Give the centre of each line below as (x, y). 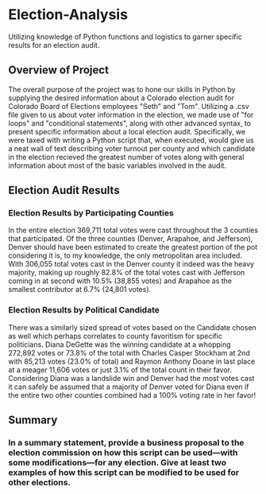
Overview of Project (59, 70)
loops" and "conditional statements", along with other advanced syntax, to (130, 123)
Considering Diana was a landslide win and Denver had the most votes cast (131, 378)
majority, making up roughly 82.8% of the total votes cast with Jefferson (127, 273)
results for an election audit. (54, 45)
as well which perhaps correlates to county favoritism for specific (115, 336)
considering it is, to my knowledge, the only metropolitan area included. (125, 255)
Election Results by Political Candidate (84, 310)
